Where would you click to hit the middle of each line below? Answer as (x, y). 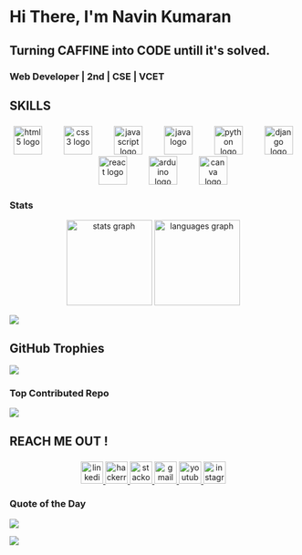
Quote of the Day (48, 504)
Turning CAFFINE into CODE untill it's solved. (140, 51)
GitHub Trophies (57, 348)
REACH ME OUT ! (59, 441)
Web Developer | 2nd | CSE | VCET (87, 77)
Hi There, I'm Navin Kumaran (120, 17)
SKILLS (31, 105)
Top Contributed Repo (59, 393)
